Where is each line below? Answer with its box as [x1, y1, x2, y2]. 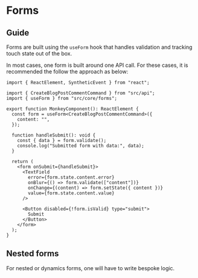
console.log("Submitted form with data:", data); [17, 143, 145, 149]
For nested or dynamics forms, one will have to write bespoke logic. [6, 264, 175, 271]
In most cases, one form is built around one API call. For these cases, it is [6, 61, 188, 69]
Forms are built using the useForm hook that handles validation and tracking [6, 43, 193, 51]
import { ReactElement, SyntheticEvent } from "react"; [6, 79, 150, 85]
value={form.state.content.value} [28, 190, 115, 196]
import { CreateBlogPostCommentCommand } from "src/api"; [6, 90, 155, 96]
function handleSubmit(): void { [11, 132, 96, 138]
